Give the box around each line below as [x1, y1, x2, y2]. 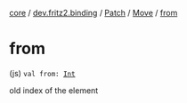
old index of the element [9, 84, 99, 96]
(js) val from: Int [9, 67, 76, 78]
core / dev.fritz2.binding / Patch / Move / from [9, 8, 178, 18]
